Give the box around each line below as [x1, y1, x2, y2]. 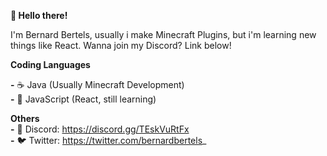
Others [10, 113, 40, 124]
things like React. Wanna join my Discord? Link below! [10, 40, 232, 51]
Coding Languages [10, 59, 91, 70]
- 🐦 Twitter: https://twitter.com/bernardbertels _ [10, 135, 207, 146]
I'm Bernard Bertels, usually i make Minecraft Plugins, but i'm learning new [10, 29, 317, 40]
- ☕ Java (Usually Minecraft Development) [10, 79, 185, 90]
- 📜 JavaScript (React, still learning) [10, 93, 157, 105]
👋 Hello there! [10, 10, 68, 21]
